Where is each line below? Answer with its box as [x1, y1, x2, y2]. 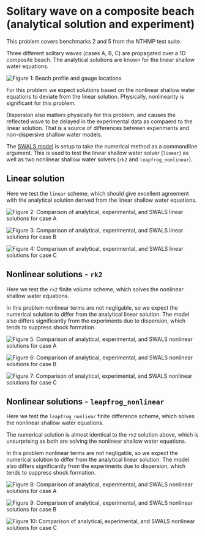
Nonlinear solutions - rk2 [6, 269, 103, 280]
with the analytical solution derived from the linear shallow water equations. [6, 196, 197, 204]
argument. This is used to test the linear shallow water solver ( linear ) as [6, 149, 189, 156]
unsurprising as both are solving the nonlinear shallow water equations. [6, 437, 187, 445]
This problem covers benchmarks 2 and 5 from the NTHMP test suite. [6, 37, 182, 45]
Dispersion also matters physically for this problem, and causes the [6, 111, 176, 118]
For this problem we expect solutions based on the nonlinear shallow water [6, 86, 196, 93]
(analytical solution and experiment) [6, 17, 195, 31]
